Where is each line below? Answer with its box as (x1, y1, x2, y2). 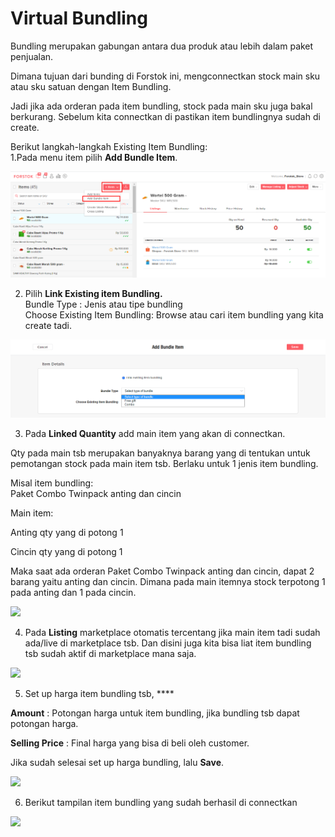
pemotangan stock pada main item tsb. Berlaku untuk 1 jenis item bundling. (10, 458, 319, 470)
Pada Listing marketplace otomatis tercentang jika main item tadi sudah (24, 627, 321, 639)
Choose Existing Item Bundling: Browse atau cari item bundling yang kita (24, 308, 324, 321)
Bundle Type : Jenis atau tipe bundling (24, 298, 183, 310)
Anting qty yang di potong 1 (10, 527, 124, 539)
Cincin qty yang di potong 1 (10, 546, 123, 558)
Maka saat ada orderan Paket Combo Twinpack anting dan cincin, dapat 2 (10, 565, 315, 577)
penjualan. (10, 50, 54, 62)
